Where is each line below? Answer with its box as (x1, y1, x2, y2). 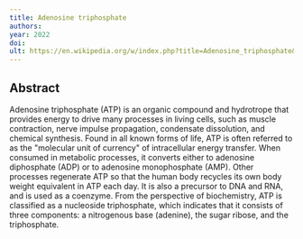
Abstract (9, 80, 60, 96)
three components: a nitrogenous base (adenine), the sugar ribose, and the (9, 209, 289, 220)
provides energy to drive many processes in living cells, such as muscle (9, 114, 277, 124)
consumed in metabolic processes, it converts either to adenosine (9, 152, 255, 162)
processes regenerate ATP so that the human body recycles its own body (9, 170, 282, 181)
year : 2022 (9, 30, 50, 39)
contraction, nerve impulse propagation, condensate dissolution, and (9, 123, 266, 133)
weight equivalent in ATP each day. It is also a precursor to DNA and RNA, (9, 180, 284, 191)
